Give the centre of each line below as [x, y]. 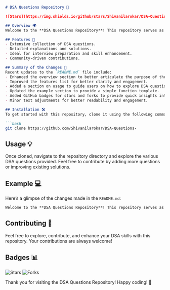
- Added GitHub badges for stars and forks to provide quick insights [81, 96]
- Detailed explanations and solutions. [49, 49]
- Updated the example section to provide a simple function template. [82, 91]
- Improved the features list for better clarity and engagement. [77, 82]
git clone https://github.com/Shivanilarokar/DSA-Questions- [71, 128]
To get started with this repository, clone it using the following [79, 114]
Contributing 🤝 [29, 223]
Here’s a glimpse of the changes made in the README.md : [63, 198]
